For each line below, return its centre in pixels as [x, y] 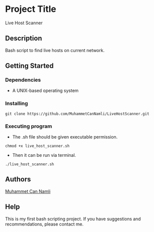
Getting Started [29, 66]
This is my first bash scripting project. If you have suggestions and [73, 219]
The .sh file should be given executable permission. [65, 137]
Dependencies [23, 80]
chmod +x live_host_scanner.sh [37, 146]
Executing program [29, 126]
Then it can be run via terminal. [44, 155]
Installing [17, 103]
